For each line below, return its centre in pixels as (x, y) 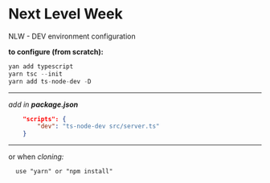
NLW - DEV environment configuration (72, 36)
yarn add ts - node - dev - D (50, 81)
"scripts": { (45, 119)
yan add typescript (41, 66)
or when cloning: (36, 157)
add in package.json (43, 104)
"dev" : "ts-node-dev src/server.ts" (98, 126)
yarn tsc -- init (35, 74)
